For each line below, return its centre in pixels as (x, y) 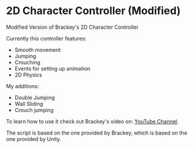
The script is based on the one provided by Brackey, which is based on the (96, 133)
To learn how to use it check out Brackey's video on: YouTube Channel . (92, 121)
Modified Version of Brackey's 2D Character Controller (72, 27)
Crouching (27, 62)
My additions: (23, 86)
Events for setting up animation (52, 68)
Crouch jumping (34, 110)
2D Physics (28, 75)
